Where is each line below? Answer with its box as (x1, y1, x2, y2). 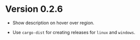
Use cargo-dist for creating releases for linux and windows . (12, 29, 135, 35)
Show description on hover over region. (12, 20, 94, 26)
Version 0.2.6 (5, 3, 63, 15)
